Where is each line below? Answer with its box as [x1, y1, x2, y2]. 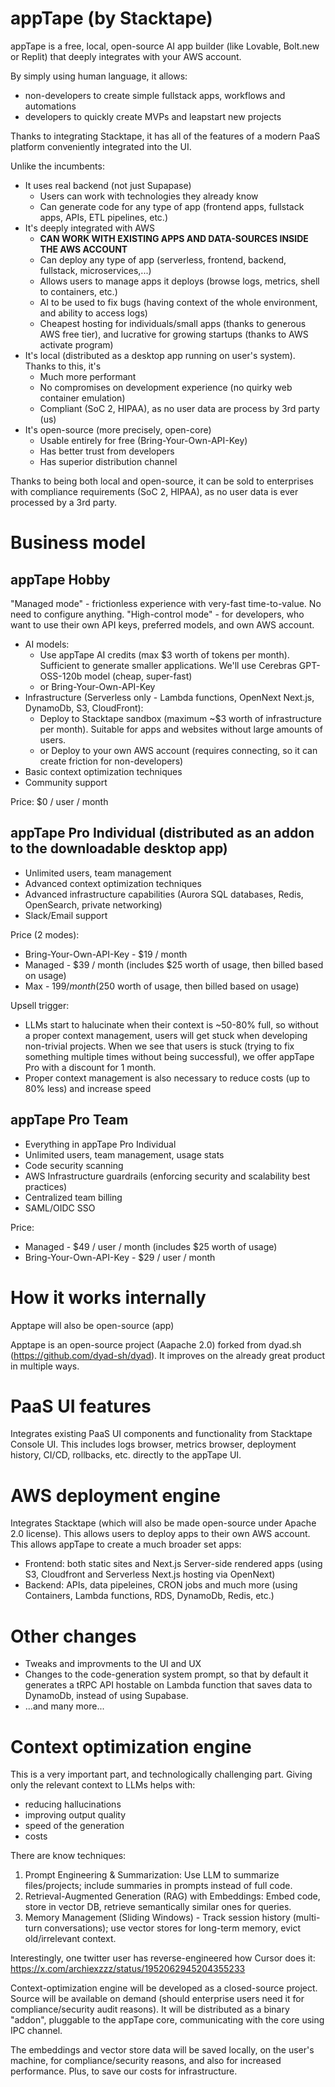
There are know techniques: [10, 1850, 127, 1862]
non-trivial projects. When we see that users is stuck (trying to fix [24, 1040, 295, 1052]
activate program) [39, 338, 114, 351]
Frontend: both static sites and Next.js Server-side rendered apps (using [24, 1558, 323, 1570]
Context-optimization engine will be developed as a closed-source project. [10, 1982, 318, 1994]
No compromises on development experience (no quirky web [39, 381, 293, 393]
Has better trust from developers [39, 445, 175, 457]
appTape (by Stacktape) [10, 7, 213, 30]
